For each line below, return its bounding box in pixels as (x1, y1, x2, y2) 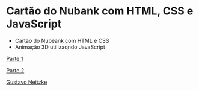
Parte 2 (6, 66, 25, 74)
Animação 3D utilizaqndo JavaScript (14, 43, 105, 51)
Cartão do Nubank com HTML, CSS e (6, 4, 194, 18)
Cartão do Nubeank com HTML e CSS (14, 37, 109, 44)
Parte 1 (6, 55, 23, 62)
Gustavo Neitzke (6, 78, 47, 86)
